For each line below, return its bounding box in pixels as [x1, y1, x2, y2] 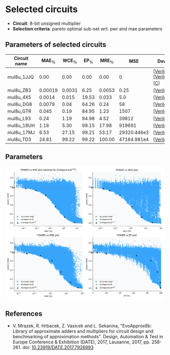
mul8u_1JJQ [7, 74, 34, 80]
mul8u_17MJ [7, 129, 35, 135]
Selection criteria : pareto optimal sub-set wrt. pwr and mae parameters [12, 25, 163, 31]
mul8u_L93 [7, 115, 31, 121]
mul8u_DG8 [7, 101, 32, 108]
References [5, 309, 42, 318]
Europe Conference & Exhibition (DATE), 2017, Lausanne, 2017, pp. [12, 339, 151, 345]
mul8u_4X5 [7, 94, 31, 100]
